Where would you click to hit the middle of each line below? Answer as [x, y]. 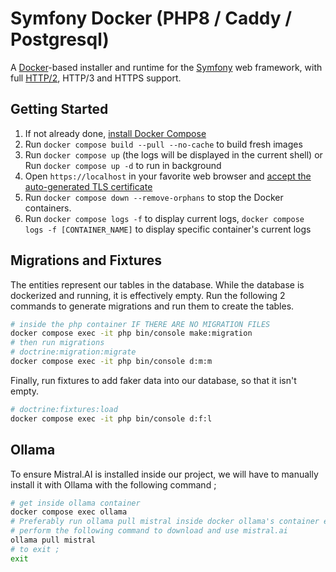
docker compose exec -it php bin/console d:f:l [111, 418]
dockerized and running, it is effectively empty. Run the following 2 [148, 295]
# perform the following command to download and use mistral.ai [149, 531]
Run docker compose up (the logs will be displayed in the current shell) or [173, 154]
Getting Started [59, 109]
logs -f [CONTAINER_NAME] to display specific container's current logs [168, 229]
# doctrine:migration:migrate [73, 352]
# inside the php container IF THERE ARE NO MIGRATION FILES [140, 324]
